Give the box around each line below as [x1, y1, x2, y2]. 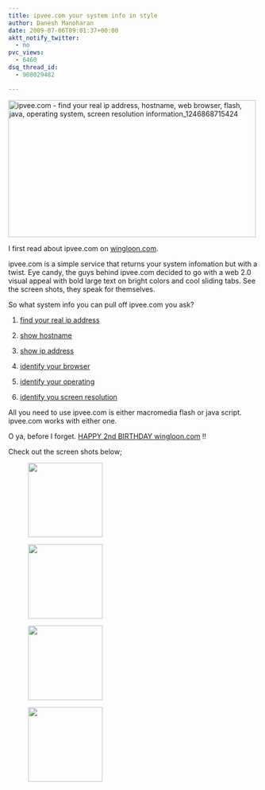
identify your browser [19, 361, 90, 370]
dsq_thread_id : [8, 64, 59, 72]
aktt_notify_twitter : [8, 33, 80, 42]
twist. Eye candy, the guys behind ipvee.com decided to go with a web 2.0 [8, 267, 252, 277]
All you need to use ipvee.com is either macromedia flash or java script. [8, 407, 242, 417]
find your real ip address [19, 315, 101, 324]
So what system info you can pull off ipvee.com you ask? [8, 300, 194, 309]
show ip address [19, 346, 74, 355]
